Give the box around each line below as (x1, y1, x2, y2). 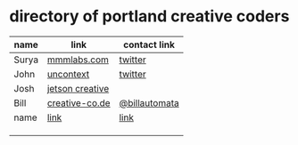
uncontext (46, 68, 90, 80)
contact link (123, 38, 176, 51)
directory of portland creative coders (9, 6, 290, 27)
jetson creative (46, 82, 110, 94)
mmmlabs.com (46, 53, 110, 66)
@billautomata (119, 96, 180, 109)
